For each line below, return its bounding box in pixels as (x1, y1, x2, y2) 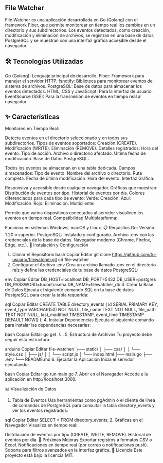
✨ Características (5, 113, 60, 121)
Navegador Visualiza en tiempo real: (5, 422, 78, 428)
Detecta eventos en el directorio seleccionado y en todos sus (5, 135, 128, 141)
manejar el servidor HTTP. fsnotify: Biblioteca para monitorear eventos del (5, 78, 154, 84)
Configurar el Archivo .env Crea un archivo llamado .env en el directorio (12, 262, 156, 268)
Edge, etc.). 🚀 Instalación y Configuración (5, 242, 89, 248)
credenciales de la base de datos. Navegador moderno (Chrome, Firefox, (5, 237, 152, 243)
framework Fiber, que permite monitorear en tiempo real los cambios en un (5, 22, 156, 28)
